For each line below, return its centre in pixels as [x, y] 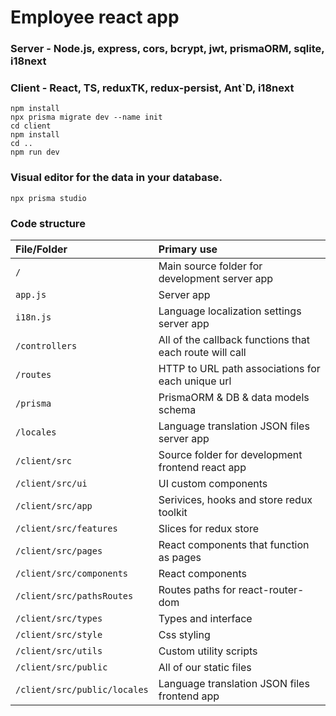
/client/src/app [54, 506]
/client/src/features [66, 528]
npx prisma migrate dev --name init [86, 117]
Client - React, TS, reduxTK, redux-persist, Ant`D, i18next [152, 88]
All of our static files [205, 667]
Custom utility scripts [208, 651]
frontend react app [202, 467]
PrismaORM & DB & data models [234, 397]
